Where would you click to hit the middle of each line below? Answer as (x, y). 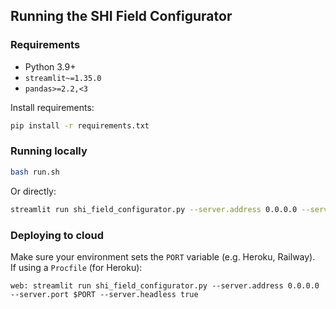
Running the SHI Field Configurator (121, 16)
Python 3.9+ (50, 66)
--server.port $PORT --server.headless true (104, 294)
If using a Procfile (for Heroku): (76, 267)
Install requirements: (52, 107)
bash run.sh (35, 172)
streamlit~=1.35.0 (63, 78)
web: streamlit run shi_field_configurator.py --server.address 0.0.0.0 (165, 285)
